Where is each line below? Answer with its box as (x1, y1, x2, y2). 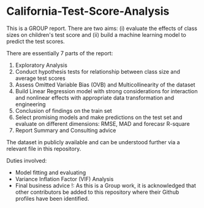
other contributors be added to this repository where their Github (15, 188, 179, 196)
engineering (15, 100, 46, 108)
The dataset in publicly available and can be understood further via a (6, 138, 180, 145)
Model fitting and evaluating (15, 169, 86, 176)
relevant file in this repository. (6, 145, 81, 152)
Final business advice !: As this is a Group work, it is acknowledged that (15, 182, 196, 189)
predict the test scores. (6, 37, 66, 45)
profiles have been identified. (15, 195, 89, 202)
